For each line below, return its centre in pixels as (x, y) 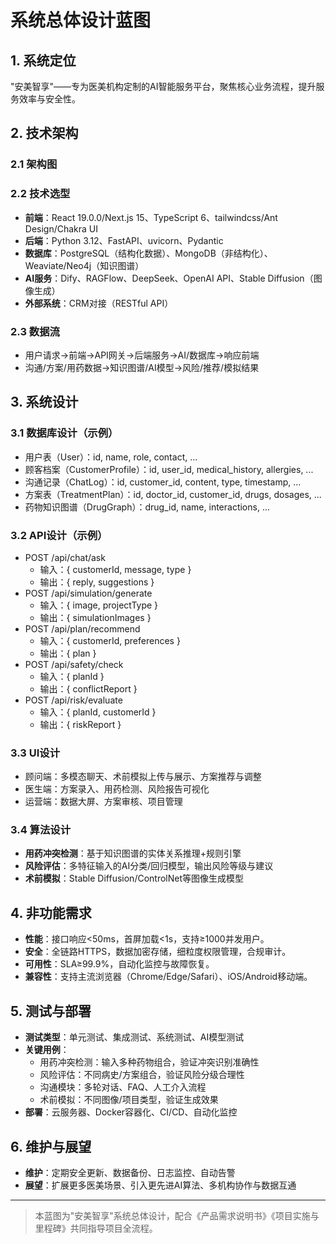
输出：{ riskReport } (80, 724)
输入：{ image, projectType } (99, 605)
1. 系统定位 (43, 60)
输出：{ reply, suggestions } (97, 582)
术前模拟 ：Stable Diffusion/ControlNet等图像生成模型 (134, 878)
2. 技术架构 (44, 133)
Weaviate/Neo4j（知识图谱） (84, 265)
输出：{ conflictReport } (88, 688)
